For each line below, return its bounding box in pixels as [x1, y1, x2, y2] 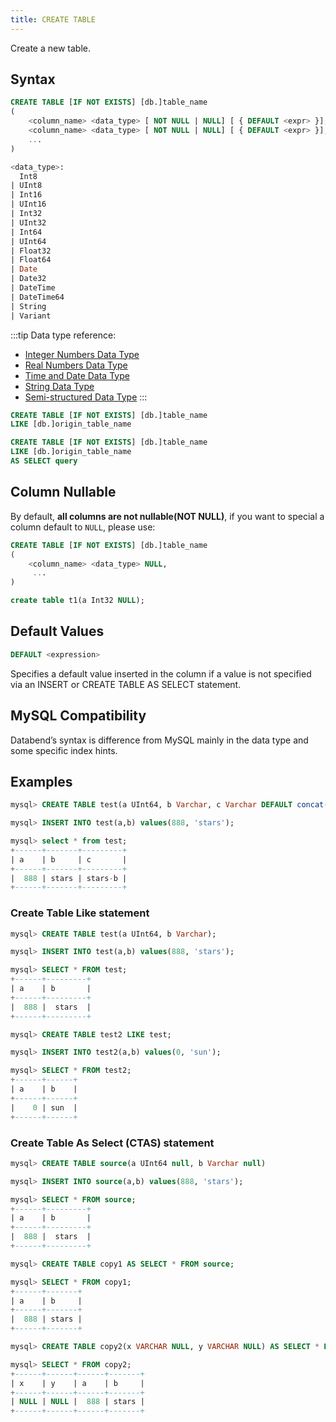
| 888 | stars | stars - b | [10, 873, 128, 883]
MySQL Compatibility [10, 707, 147, 725]
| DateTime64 [10, 292, 65, 302]
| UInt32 [10, 217, 47, 228]
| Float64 [10, 255, 52, 265]
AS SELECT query [10, 456, 78, 466]
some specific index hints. [10, 744, 118, 756]
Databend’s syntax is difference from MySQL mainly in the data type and [10, 734, 309, 746]
